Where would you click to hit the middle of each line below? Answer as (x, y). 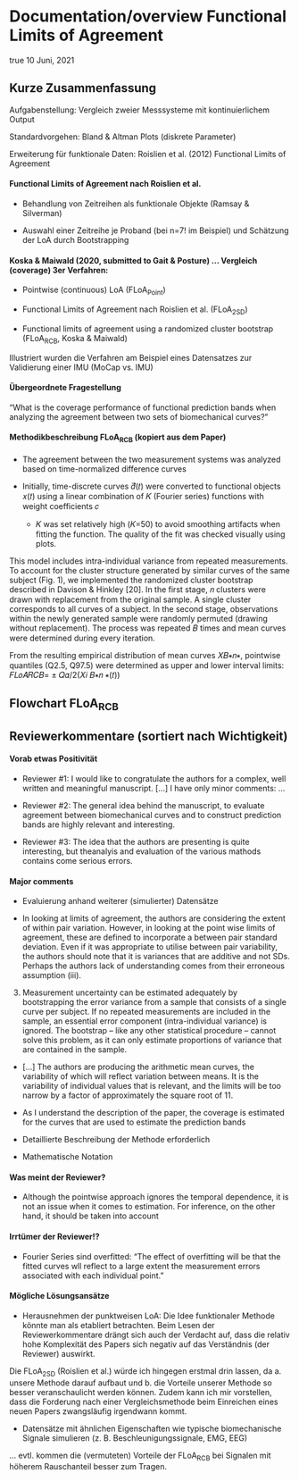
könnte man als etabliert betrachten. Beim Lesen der (119, 1325)
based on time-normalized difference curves (104, 469)
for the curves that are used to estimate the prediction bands (134, 1122)
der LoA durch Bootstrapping (75, 239)
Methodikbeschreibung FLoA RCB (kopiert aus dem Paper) (118, 438)
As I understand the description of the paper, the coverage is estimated (154, 1113)
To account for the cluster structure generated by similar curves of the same (149, 570)
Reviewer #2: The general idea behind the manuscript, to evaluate (143, 805)
